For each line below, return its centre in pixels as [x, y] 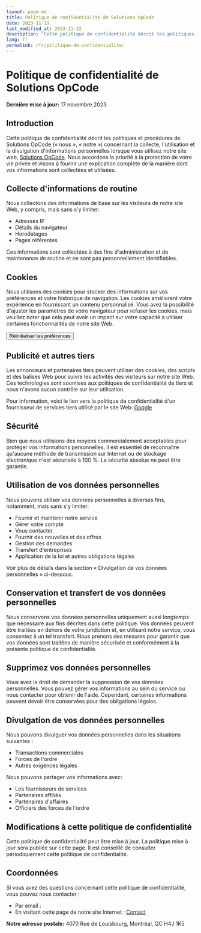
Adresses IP [30, 221]
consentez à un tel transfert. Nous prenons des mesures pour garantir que [98, 636]
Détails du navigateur [41, 228]
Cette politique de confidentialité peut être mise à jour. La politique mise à [97, 841]
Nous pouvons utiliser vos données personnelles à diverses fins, [86, 500]
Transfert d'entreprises [43, 549]
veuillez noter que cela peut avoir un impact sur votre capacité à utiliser [94, 317]
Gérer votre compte [39, 524]
